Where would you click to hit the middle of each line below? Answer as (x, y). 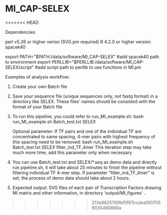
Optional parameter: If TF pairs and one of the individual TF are (77, 131)
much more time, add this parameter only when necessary (72, 152)
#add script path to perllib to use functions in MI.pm (88, 67)
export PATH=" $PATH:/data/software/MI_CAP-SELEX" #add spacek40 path (82, 56)
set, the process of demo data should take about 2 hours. (71, 178)
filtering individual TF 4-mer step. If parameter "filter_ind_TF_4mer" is (83, 173)
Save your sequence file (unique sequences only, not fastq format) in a (85, 96)
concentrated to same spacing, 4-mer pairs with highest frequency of (84, 136)
